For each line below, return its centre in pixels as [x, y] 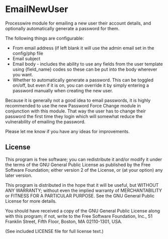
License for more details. [31, 201]
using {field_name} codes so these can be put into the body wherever [85, 69]
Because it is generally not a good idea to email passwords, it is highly [78, 100]
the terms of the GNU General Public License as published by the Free [78, 165]
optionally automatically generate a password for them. [62, 28]
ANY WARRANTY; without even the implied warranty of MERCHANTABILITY [84, 190]
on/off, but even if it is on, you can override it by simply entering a [81, 85]
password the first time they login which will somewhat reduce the [74, 116]
